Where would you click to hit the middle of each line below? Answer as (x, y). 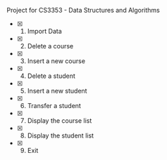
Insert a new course (56, 61)
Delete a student (51, 76)
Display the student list (61, 135)
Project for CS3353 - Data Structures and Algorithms (83, 10)
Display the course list (60, 121)
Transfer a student (54, 106)
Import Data (45, 31)
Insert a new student (57, 91)
